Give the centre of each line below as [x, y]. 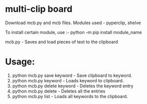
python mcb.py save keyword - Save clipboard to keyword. [72, 75]
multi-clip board [39, 9]
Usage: [20, 62]
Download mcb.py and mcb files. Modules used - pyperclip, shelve [73, 23]
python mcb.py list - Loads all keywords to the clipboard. [70, 96]
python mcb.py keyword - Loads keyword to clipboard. [68, 80]
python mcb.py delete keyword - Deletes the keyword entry [73, 86]
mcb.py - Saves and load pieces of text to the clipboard [62, 42]
